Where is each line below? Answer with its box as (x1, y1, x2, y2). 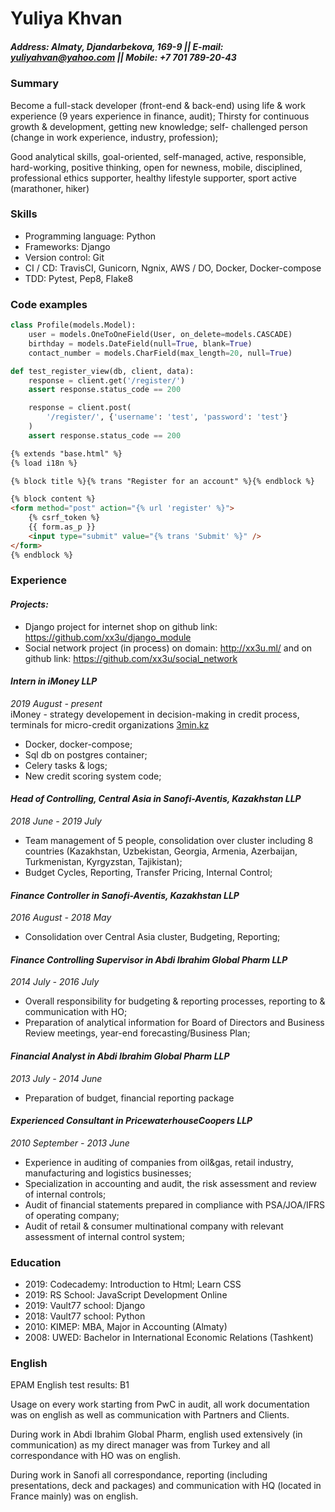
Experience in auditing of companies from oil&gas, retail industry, (24, 1156, 294, 1168)
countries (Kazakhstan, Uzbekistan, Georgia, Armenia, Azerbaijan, (24, 845, 298, 857)
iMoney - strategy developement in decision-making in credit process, (10, 708, 300, 720)
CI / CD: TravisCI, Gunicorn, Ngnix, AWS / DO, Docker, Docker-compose (24, 262, 322, 274)
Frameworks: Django (24, 240, 111, 252)
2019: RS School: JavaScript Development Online (24, 1289, 228, 1301)
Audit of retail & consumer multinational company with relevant (24, 1220, 284, 1232)
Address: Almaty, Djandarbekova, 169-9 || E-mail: (10, 40, 224, 52)
